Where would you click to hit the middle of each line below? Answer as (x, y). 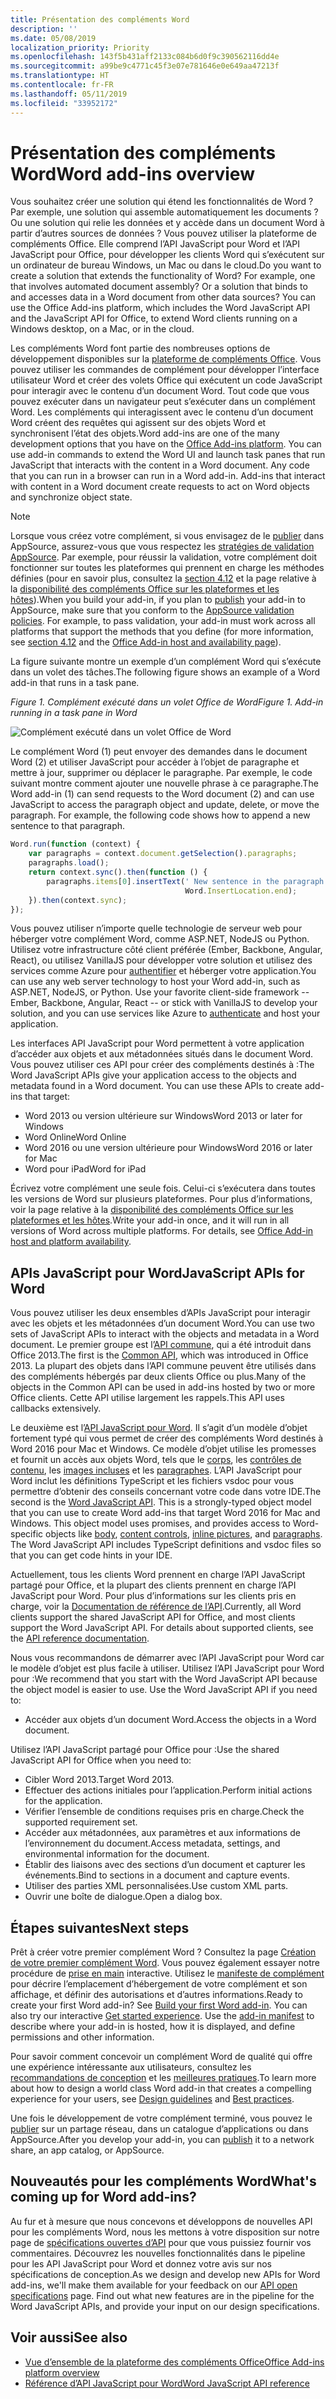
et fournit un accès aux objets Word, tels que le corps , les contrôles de (156, 1460)
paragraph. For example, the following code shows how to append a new (160, 815)
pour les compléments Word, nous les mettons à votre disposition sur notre (165, 2232)
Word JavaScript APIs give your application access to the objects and (153, 1075)
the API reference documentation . (80, 1638)
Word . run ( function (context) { (75, 844)
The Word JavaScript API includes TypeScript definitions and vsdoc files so (166, 1545)
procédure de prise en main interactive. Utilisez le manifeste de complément (167, 1973)
